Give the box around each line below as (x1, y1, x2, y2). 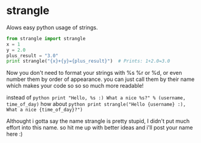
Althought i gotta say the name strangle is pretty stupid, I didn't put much (6, 117, 190, 125)
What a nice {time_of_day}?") (6, 107, 83, 113)
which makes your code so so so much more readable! (6, 82, 144, 89)
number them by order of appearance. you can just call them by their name (6, 75, 195, 83)
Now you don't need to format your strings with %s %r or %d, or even (6, 69, 182, 77)
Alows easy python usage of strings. (6, 24, 98, 31)
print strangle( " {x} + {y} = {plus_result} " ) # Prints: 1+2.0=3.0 (6, 58, 171, 65)
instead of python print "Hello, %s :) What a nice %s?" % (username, (6, 94, 186, 101)
